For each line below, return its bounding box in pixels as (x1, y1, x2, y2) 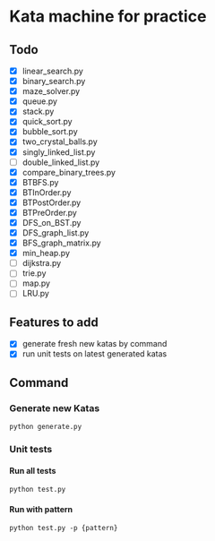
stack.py (21, 106, 55, 117)
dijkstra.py (21, 258, 62, 269)
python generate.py (9, 423, 82, 432)
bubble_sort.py (21, 126, 78, 137)
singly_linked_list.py (21, 146, 96, 158)
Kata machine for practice (9, 6, 207, 27)
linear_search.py (21, 65, 83, 76)
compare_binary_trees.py (21, 167, 116, 177)
